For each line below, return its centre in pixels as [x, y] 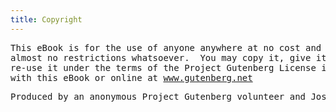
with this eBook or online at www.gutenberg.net [131, 77]
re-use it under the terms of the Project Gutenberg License [163, 67]
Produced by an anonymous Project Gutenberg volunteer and [158, 96]
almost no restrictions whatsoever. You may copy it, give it [168, 57]
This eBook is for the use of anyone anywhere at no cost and [166, 47]
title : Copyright [46, 19]
